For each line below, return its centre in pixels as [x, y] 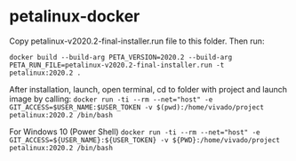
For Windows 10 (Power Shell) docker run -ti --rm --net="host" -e [135, 132]
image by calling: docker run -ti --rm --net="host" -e [111, 99]
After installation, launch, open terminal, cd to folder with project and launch [148, 89]
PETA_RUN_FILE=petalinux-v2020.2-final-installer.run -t [117, 65]
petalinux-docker [75, 16]
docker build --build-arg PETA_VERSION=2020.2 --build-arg [121, 57]
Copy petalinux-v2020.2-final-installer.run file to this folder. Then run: [137, 41]
